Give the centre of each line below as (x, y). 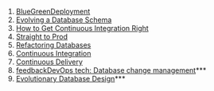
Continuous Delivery (49, 62)
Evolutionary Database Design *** (70, 79)
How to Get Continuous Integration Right (82, 28)
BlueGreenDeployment (53, 11)
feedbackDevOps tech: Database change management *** (111, 70)
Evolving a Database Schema (64, 20)
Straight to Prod (41, 36)
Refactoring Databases (53, 45)
